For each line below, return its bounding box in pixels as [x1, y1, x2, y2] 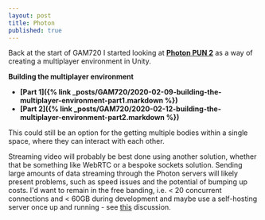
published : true [8, 26, 62, 34]
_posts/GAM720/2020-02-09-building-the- [72, 87, 222, 97]
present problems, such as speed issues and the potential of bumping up [8, 177, 248, 187]
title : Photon [8, 19, 56, 27]
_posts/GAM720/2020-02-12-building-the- [73, 104, 221, 114]
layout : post [8, 11, 52, 20]
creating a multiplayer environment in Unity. [8, 56, 151, 66]
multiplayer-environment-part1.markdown [19, 96, 164, 106]
